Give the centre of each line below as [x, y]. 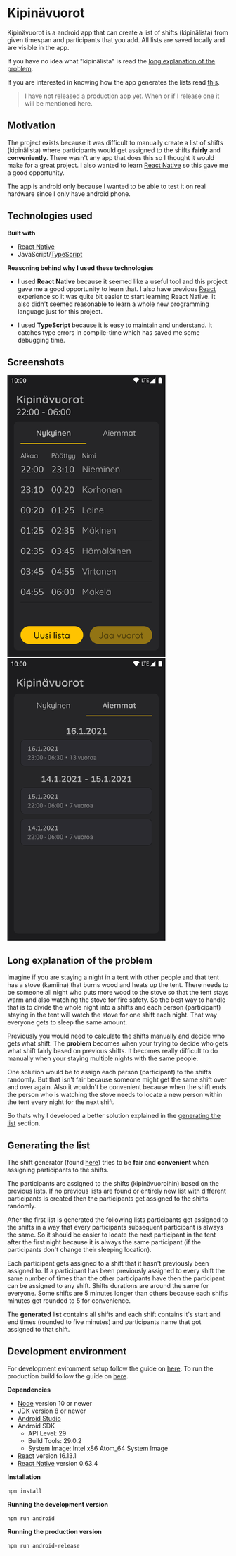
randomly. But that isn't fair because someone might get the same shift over [117, 1079]
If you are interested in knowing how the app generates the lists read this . [113, 82]
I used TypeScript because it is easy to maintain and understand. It [115, 325]
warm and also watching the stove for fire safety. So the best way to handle [117, 1000]
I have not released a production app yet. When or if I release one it [122, 96]
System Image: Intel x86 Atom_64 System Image [98, 1448]
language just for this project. [60, 311]
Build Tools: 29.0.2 [55, 1440]
